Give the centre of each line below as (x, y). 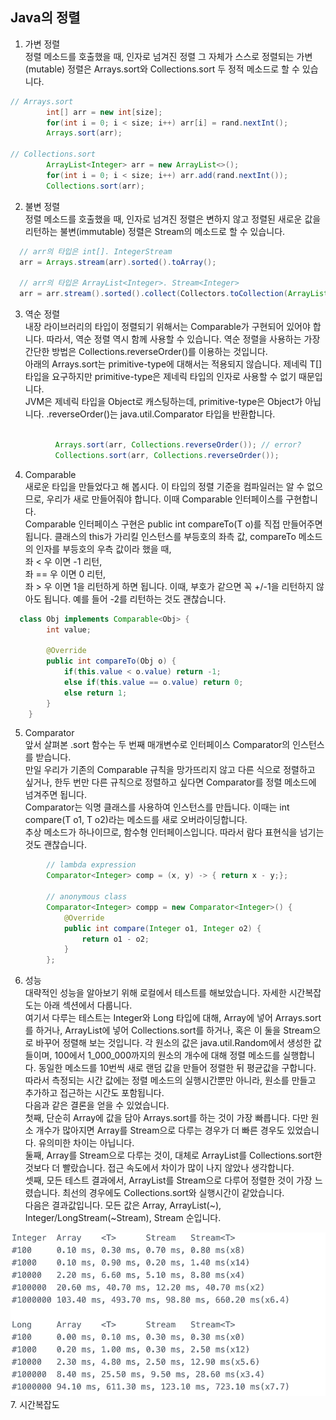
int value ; (69, 629)
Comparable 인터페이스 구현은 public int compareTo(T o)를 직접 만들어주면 (173, 524)
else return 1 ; (95, 693)
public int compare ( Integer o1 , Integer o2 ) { (162, 928)
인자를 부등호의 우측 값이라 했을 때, (103, 549)
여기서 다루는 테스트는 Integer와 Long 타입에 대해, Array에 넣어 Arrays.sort (173, 1018)
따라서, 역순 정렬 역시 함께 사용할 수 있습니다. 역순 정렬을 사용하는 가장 (183, 339)
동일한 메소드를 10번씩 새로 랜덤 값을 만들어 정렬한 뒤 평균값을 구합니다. (177, 1068)
